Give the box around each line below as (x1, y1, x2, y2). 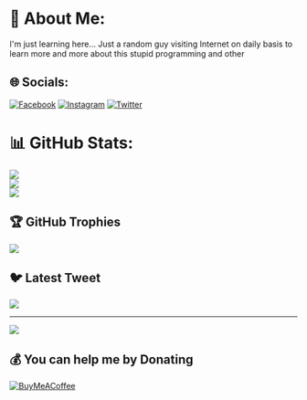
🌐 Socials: (9, 75, 69, 90)
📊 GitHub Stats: (9, 132, 134, 153)
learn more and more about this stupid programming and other (9, 47, 245, 58)
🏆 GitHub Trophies (9, 215, 122, 230)
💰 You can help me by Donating (9, 352, 194, 367)
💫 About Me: (9, 8, 106, 29)
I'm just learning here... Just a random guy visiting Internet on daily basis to (9, 38, 293, 49)
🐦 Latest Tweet (9, 269, 101, 286)
